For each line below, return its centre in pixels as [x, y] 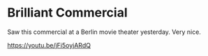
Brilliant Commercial [67, 13]
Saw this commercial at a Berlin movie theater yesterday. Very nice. [104, 32]
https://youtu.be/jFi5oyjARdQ [49, 45]
